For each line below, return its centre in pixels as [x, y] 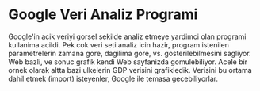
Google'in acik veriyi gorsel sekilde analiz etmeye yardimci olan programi [127, 36]
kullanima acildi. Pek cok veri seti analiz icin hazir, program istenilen [119, 44]
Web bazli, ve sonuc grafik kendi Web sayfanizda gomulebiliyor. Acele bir [128, 62]
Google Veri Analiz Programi [103, 15]
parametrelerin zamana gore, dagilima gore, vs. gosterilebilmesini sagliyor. [130, 53]
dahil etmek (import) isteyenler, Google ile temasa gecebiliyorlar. [113, 78]
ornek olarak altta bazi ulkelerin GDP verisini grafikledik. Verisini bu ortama [130, 70]
